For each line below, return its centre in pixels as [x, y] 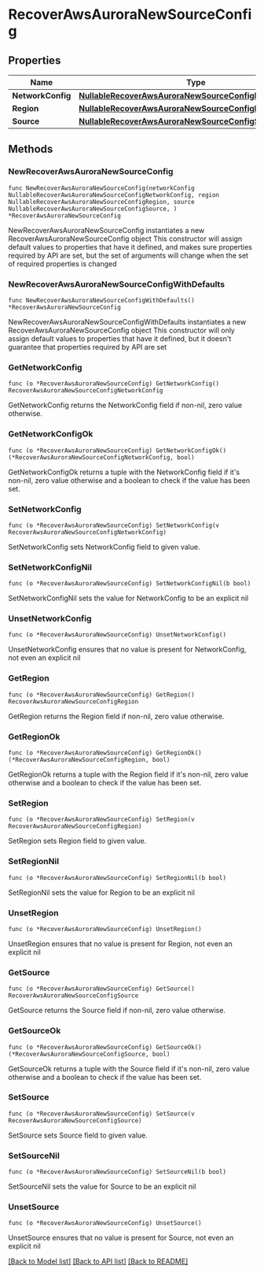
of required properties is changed [62, 264]
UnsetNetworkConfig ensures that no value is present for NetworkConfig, [127, 649]
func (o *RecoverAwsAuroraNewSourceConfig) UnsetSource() [105, 1223]
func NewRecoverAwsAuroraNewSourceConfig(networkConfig [101, 188]
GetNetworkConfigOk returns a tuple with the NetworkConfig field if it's [124, 472]
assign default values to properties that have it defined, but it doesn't [120, 338]
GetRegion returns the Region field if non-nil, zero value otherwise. [116, 716]
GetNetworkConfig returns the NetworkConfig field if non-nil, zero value [125, 405]
